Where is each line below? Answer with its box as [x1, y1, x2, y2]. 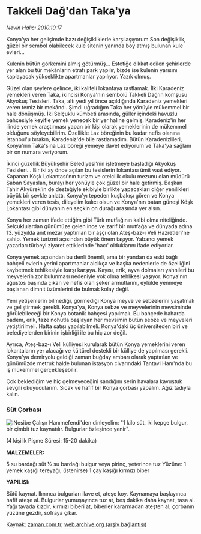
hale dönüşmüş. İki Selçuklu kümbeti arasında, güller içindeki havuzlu [6, 110, 178, 117]
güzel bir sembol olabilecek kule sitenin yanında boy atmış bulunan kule [6, 42, 184, 49]
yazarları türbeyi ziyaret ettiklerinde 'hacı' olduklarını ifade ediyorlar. [6, 241, 174, 249]
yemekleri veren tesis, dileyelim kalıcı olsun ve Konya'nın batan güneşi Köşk [6, 198, 193, 205]
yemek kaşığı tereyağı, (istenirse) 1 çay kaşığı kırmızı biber [6, 467, 150, 474]
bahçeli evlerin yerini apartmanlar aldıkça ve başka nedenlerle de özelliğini [6, 259, 190, 267]
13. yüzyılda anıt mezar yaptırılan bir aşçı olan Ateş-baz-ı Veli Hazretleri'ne [6, 229, 190, 236]
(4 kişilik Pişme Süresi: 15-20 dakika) [6, 437, 97, 444]
